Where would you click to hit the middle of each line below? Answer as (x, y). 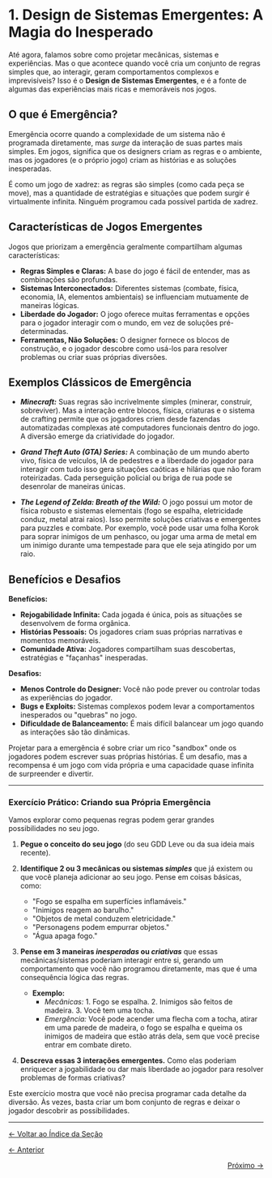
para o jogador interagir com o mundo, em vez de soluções (119, 323)
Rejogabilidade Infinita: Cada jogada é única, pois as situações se (131, 615)
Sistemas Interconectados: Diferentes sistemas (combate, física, (129, 288)
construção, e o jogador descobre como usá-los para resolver (124, 348)
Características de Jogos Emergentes (106, 227)
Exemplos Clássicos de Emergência (100, 382)
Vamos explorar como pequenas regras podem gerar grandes (111, 820)
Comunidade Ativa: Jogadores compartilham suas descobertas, (128, 649)
